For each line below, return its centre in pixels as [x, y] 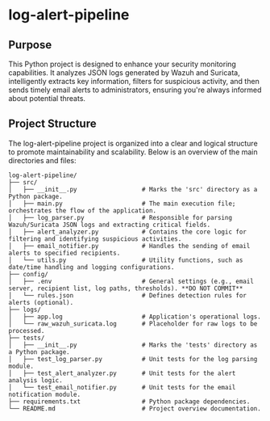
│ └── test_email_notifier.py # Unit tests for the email [122, 387]
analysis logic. [35, 380]
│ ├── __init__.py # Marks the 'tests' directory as [133, 345]
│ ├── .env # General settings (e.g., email [131, 281]
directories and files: [42, 160]
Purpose [30, 45]
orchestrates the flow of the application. [83, 210]
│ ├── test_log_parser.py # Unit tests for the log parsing [133, 359]
